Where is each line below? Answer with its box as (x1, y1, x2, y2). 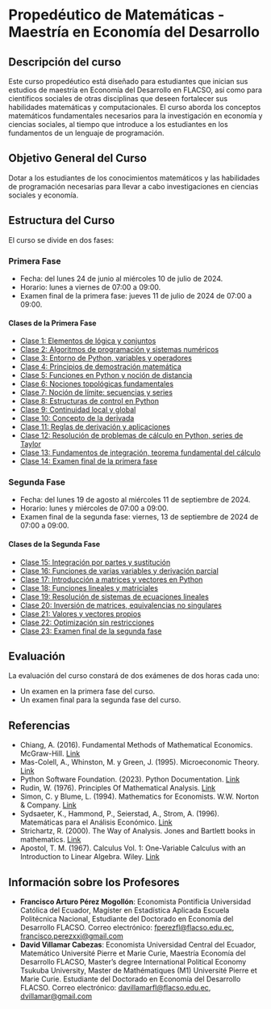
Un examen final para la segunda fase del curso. (19, 695, 181, 705)
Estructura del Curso (8, 214, 115, 227)
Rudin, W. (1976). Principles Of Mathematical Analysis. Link (19, 783, 216, 793)
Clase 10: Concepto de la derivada (19, 413, 135, 423)
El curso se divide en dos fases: (8, 235, 115, 244)
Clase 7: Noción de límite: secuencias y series (19, 388, 173, 397)
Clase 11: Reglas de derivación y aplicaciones (19, 422, 171, 432)
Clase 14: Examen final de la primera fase (19, 456, 158, 466)
